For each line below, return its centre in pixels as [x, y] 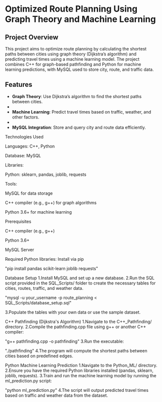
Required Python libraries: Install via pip [44, 259]
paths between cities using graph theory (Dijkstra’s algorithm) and [71, 54]
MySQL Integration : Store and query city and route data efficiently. [79, 127]
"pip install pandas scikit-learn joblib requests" [52, 268]
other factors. [26, 117]
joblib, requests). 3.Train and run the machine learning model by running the [81, 375]
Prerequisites [18, 221]
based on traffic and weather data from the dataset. [57, 395]
